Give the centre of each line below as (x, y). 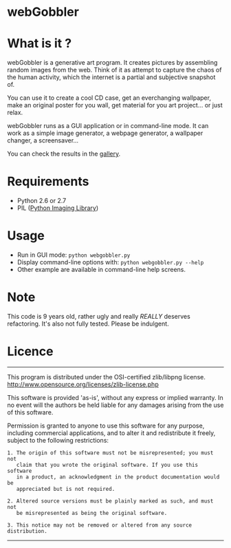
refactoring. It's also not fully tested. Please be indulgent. (88, 324)
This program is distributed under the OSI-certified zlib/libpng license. (107, 377)
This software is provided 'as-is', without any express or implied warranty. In (115, 397)
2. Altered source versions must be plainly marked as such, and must (110, 501)
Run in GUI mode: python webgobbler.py (74, 255)
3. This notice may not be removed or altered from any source (100, 525)
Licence (30, 351)
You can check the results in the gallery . (64, 154)
